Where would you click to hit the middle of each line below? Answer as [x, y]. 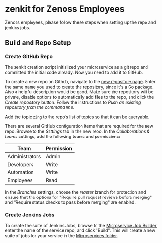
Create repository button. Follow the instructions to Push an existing [73, 102]
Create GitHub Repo [29, 57]
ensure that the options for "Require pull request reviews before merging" [79, 197]
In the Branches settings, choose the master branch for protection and [75, 192]
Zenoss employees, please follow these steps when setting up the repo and [81, 22]
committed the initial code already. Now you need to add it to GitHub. [74, 72]
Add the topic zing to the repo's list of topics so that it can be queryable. [77, 117]
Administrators [24, 156]
